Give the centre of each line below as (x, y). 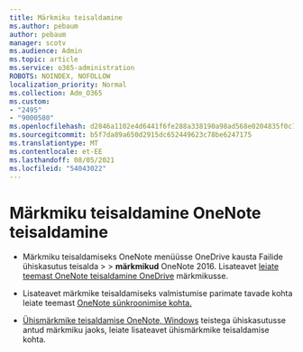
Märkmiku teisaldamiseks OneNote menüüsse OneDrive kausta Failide (153, 257)
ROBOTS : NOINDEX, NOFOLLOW (60, 77)
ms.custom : (30, 101)
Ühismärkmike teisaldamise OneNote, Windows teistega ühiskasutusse (154, 320)
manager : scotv (38, 43)
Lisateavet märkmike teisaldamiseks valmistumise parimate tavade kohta (157, 293)
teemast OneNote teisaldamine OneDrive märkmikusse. (125, 276)
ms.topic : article (44, 59)
